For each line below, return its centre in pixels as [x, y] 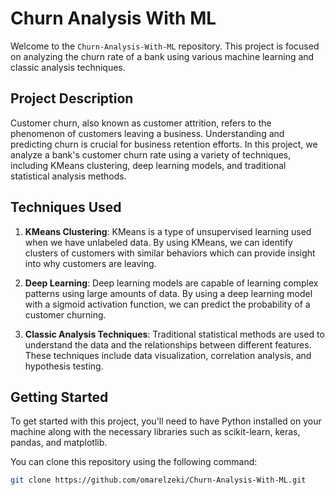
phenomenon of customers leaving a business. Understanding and [147, 133]
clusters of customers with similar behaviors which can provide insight [170, 253]
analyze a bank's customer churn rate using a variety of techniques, [151, 154]
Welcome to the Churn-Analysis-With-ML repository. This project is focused [165, 46]
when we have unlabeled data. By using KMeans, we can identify [158, 242]
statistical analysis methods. [68, 176]
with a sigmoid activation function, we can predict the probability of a [167, 304]
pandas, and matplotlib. [59, 443]
